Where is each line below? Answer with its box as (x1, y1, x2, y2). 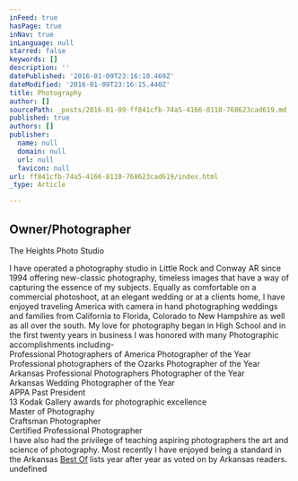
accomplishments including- (9, 339, 115, 350)
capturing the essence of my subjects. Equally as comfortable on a (9, 281, 257, 292)
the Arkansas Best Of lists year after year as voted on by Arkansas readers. (9, 453, 287, 464)
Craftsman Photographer (9, 415, 101, 426)
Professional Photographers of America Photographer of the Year (9, 348, 251, 360)
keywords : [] (9, 55, 58, 64)
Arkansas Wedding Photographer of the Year (9, 377, 175, 387)
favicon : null (17, 164, 70, 173)
